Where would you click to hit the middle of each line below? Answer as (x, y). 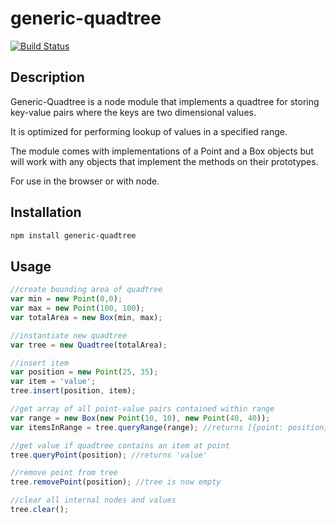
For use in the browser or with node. (85, 181)
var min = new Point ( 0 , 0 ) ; (66, 299)
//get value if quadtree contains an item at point (120, 445)
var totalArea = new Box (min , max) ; (86, 317)
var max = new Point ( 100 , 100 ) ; (77, 308)
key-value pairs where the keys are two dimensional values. (133, 112)
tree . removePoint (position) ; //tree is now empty (116, 482)
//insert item (40, 363)
